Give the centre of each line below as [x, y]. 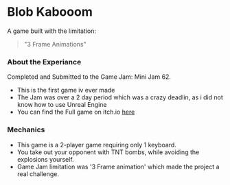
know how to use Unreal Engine [62, 105]
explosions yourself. [45, 159]
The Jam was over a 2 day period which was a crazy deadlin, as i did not [120, 97]
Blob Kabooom [50, 12]
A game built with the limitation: [51, 31]
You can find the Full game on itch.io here [76, 112]
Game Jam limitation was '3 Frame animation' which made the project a [118, 166]
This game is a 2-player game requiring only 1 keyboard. [96, 145]
